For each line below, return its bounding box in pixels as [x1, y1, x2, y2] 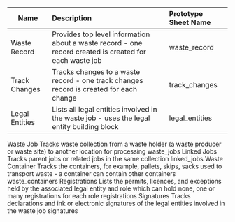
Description [52, 13, 92, 23]
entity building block [52, 122, 119, 131]
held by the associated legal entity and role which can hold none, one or [7, 184, 215, 193]
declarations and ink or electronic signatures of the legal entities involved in [7, 199, 225, 207]
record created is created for [52, 47, 147, 57]
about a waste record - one [52, 38, 143, 47]
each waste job [52, 56, 103, 65]
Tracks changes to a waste [52, 67, 141, 76]
